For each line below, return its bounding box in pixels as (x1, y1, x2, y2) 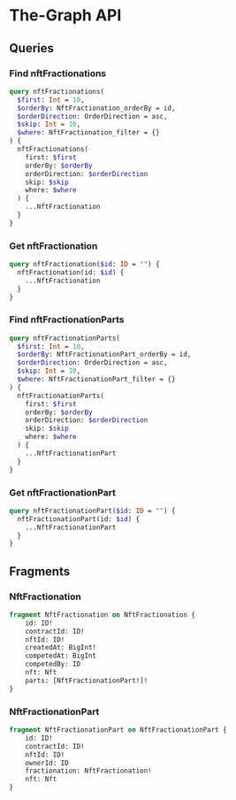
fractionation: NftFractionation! (25, 766, 152, 775)
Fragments (9, 564, 71, 579)
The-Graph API (9, 5, 122, 26)
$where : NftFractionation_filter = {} (17, 128, 161, 137)
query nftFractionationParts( (9, 334, 121, 342)
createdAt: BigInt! (25, 643, 97, 652)
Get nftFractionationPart (9, 486, 117, 498)
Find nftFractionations (9, 67, 107, 80)
